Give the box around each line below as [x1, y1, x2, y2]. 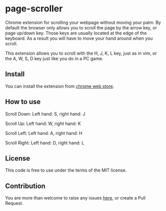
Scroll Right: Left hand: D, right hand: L [5, 140, 84, 146]
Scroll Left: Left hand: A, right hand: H [5, 130, 83, 136]
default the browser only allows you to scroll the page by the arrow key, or [5, 24, 158, 30]
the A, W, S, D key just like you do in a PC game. [5, 55, 103, 61]
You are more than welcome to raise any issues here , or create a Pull [5, 195, 146, 201]
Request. [5, 200, 23, 207]
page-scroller [5, 3, 63, 14]
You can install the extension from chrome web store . [5, 83, 114, 89]
